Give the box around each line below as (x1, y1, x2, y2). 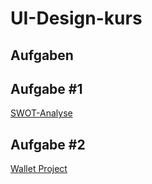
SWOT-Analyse (10, 107, 73, 119)
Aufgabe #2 (10, 136, 86, 153)
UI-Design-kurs (10, 7, 143, 30)
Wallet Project (10, 163, 68, 175)
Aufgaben (10, 47, 74, 64)
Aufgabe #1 (10, 80, 83, 97)
